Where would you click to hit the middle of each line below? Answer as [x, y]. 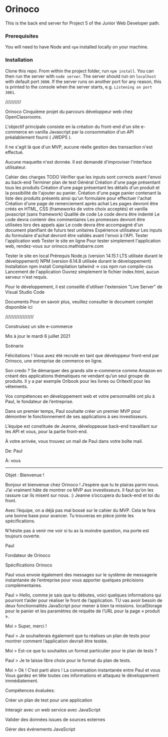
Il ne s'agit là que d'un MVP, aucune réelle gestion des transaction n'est [79, 147]
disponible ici [19, 307]
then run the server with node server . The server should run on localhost [81, 76]
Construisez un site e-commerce [39, 326]
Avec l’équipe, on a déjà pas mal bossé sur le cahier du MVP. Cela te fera [80, 510]
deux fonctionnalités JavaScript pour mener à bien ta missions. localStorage [84, 605]
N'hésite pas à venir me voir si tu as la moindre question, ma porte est [77, 530]
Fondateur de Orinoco [28, 555]
